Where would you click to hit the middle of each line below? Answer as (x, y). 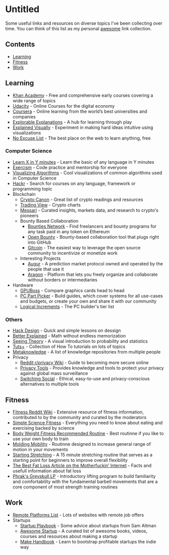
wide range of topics (34, 100)
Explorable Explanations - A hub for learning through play (72, 122)
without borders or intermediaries (62, 280)
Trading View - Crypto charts (50, 204)
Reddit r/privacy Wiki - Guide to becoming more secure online (84, 363)
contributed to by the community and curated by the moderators (79, 417)
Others (14, 319)
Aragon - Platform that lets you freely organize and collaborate (93, 274)
